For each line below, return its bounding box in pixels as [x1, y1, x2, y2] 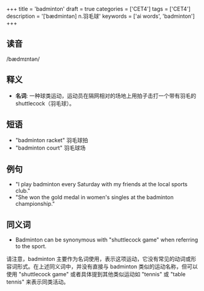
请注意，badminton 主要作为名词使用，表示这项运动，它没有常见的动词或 [6, 255, 192, 263]
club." [15, 187, 31, 195]
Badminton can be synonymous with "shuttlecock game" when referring [15, 236, 198, 244]
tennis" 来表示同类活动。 [6, 278, 69, 285]
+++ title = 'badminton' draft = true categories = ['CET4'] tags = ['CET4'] [6, 6, 191, 12]
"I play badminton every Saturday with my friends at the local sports [15, 181, 188, 188]
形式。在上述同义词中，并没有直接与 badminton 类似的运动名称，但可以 [17, 263, 198, 270]
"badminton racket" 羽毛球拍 [15, 137, 88, 144]
